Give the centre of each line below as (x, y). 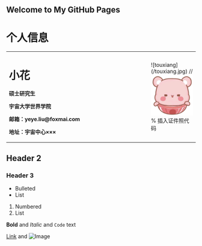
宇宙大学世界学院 (30, 106)
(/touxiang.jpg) (170, 71)
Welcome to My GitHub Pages (63, 10)
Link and (17, 236)
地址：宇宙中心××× (32, 132)
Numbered (28, 207)
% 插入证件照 (168, 121)
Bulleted (25, 189)
